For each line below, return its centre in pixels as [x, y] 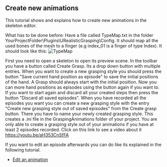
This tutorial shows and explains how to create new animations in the [76, 20]
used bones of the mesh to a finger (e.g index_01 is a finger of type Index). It [83, 46]
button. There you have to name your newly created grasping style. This [79, 114]
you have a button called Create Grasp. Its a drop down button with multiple [83, 66]
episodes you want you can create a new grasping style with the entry [77, 103]
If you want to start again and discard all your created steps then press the [82, 92]
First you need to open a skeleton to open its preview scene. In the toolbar [82, 61]
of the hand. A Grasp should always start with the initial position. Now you [81, 82]
